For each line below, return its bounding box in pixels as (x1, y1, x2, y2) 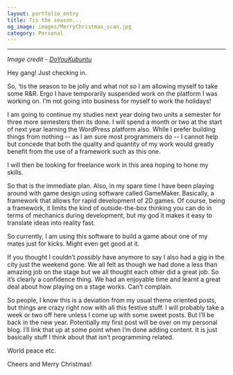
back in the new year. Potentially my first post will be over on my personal (7, 318, 218, 327)
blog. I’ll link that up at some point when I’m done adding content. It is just (7, 326, 218, 334)
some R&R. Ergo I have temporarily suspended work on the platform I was (7, 90, 218, 98)
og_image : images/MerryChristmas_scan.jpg (7, 23, 132, 30)
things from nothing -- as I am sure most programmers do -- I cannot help (7, 133, 218, 141)
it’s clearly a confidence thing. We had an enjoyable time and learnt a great (7, 276, 221, 284)
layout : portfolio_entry (7, 10, 79, 17)
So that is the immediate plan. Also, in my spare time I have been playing (7, 182, 214, 190)
